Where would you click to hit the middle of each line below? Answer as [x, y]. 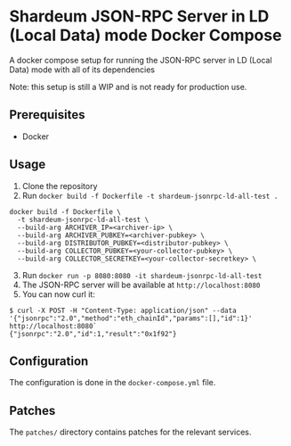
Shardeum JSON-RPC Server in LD [139, 17]
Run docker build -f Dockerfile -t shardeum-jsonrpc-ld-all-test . [150, 195]
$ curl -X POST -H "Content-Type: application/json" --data [123, 310]
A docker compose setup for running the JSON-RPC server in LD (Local [141, 60]
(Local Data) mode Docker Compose [145, 35]
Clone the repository [60, 186]
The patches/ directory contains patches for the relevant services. [130, 432]
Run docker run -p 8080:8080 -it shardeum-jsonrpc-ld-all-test [142, 275]
